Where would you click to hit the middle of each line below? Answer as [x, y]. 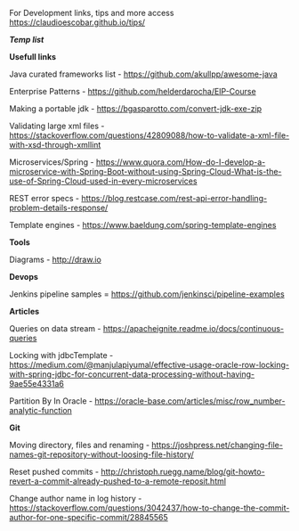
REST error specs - [44, 198]
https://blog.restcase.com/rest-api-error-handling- [174, 198]
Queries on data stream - [55, 328]
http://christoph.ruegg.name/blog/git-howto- [183, 472]
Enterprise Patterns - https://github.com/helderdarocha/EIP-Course [133, 91]
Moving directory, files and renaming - [79, 445]
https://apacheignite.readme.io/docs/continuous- [194, 328]
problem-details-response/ [59, 208]
